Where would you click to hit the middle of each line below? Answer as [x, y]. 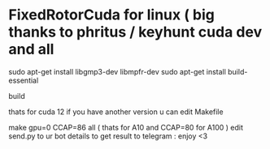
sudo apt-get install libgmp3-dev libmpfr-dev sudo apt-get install [117, 71]
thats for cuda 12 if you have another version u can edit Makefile [116, 112]
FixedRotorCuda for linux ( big [112, 15]
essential [24, 80]
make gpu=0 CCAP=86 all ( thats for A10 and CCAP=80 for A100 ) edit [126, 127]
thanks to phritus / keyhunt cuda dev [135, 32]
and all [31, 49]
